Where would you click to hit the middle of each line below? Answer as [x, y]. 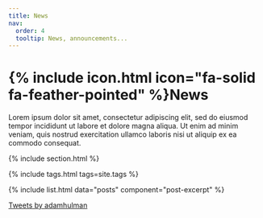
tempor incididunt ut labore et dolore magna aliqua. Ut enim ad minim [123, 126]
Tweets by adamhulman [48, 205]
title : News [28, 16]
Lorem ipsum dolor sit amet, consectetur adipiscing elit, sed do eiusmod [128, 117]
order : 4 [30, 31]
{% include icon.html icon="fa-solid [132, 78]
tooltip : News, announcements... [72, 38]
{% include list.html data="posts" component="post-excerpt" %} [117, 190]
